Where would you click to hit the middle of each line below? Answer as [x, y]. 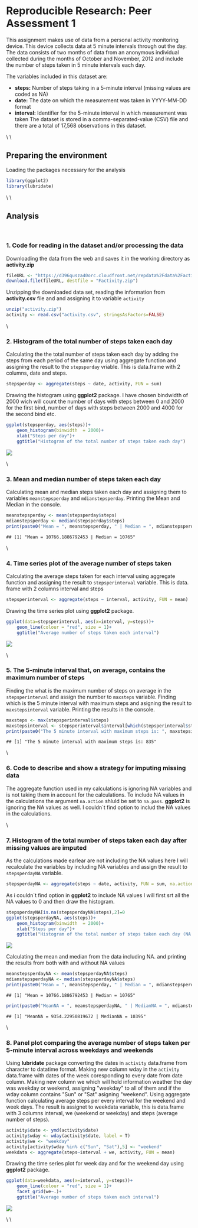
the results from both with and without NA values [65, 963]
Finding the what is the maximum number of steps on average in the [89, 690]
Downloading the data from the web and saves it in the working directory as [98, 258]
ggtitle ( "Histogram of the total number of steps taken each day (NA [104, 934]
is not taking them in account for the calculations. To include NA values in [95, 795]
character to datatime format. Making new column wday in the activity [93, 1069]
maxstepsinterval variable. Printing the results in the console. [80, 709]
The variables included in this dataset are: [57, 76]
